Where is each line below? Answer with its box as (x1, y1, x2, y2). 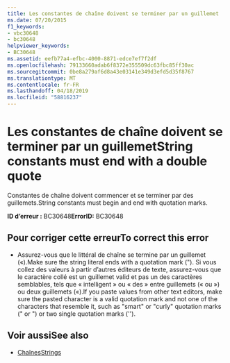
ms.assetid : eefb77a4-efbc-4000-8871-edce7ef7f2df (7, 56, 157, 62)
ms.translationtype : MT (7, 74, 76, 82)
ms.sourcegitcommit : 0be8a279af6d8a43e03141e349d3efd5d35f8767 (7, 68, 195, 75)
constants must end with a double (7, 153, 207, 169)
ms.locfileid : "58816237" (7, 94, 82, 101)
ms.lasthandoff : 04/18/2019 (7, 87, 89, 94)
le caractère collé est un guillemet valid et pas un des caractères (17, 272, 203, 281)
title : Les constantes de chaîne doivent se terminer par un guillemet (7, 10, 219, 17)
